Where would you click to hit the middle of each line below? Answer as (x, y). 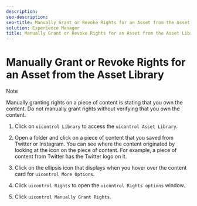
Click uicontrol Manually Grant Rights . (63, 197)
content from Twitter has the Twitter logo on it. (71, 157)
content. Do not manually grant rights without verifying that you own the (93, 109)
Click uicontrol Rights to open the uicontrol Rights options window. (100, 185)
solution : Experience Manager (43, 28)
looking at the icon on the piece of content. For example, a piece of (96, 150)
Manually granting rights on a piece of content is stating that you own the (94, 103)
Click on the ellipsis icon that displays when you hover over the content (101, 168)
